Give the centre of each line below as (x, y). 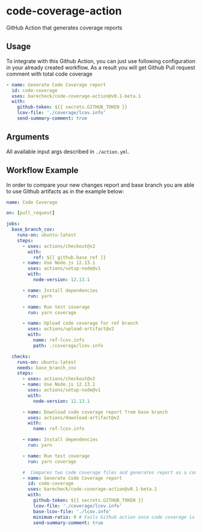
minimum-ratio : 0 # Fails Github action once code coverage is (114, 517)
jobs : (13, 224)
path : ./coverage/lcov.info (68, 346)
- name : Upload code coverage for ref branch (80, 323)
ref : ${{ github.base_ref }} (69, 257)
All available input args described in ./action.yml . (68, 151)
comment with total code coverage (50, 74)
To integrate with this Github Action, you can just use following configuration (101, 61)
